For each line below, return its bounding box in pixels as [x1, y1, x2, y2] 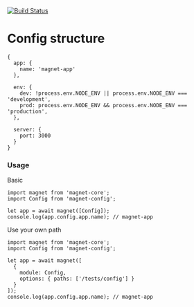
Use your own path [7, 225, 62, 234]
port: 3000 [19, 132, 51, 139]
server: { [13, 126, 42, 133]
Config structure [7, 31, 105, 46]
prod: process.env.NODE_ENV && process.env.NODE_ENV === [19, 102, 188, 109]
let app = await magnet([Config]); [7, 207, 110, 214]
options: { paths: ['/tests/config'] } [19, 275, 135, 283]
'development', [7, 95, 51, 103]
